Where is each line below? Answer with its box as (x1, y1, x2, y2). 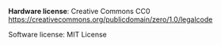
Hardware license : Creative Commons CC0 (8, 7, 151, 16)
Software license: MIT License (8, 30, 107, 39)
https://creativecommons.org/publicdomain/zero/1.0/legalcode (8, 15, 213, 24)
